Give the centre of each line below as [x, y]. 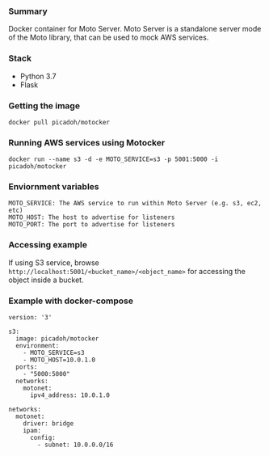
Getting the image [44, 105]
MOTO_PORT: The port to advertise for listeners [92, 225]
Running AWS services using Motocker [87, 142]
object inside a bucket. [46, 280]
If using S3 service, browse [54, 262]
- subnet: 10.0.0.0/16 [76, 445]
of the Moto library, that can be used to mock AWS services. [109, 37]
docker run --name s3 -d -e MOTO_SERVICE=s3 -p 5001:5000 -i [113, 159]
